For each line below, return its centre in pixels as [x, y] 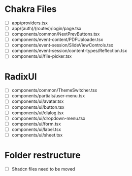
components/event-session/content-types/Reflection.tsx [69, 51]
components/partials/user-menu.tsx [48, 96]
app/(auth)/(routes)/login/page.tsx [47, 28]
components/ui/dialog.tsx [38, 113]
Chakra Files [31, 9]
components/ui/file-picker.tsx [42, 56]
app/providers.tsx [30, 23]
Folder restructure [43, 155]
